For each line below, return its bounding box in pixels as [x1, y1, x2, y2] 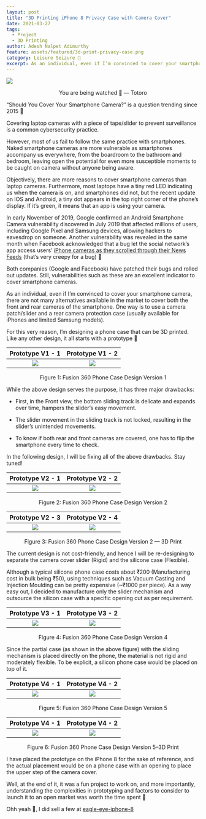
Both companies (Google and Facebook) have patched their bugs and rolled [6, 265, 198, 272]
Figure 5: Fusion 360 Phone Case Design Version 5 [39, 704, 167, 711]
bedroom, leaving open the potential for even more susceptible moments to [6, 157, 197, 165]
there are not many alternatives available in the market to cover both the [6, 296, 188, 304]
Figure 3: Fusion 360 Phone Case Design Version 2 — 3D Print [24, 537, 182, 545]
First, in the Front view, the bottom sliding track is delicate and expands [15, 397, 196, 405]
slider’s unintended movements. [15, 422, 96, 430]
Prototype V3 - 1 [9, 609, 61, 617]
